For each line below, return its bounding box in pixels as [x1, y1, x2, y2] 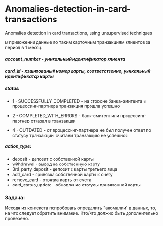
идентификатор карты [5, 73, 54, 79]
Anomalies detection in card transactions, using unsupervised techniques [5, 30, 152, 36]
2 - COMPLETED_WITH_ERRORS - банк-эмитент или [12, 112, 119, 118]
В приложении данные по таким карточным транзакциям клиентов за [5, 39, 151, 45]
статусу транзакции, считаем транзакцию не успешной [12, 132, 128, 138]
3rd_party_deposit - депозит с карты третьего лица [12, 166, 118, 172]
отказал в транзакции [31, 118, 76, 123]
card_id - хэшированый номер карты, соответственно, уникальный [5, 68, 151, 74]
